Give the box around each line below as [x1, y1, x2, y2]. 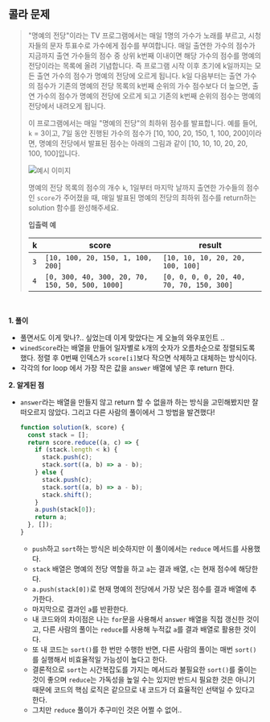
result [198, 239, 223, 251]
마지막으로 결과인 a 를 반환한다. [31, 604, 129, 614]
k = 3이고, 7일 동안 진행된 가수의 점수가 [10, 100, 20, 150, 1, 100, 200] [27, 128, 249, 138]
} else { [35, 468, 64, 477]
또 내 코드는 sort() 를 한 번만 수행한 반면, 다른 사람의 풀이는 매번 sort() [31, 644, 257, 654]
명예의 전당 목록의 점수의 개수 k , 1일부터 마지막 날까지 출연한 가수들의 [27, 182, 245, 192]
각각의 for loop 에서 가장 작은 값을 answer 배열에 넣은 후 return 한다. [19, 363, 235, 372]
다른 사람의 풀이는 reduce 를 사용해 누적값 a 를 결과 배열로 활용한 [43, 624, 242, 634]
